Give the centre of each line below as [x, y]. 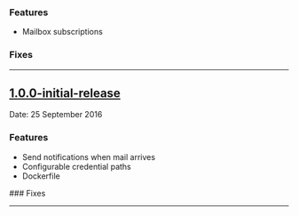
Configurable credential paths [76, 166]
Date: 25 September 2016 [56, 115]
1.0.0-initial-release [65, 93]
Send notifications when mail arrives [89, 156]
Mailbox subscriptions [63, 32]
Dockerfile [41, 176]
